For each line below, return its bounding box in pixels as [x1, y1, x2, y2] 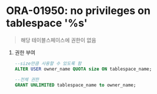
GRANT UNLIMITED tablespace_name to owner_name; [14, 82, 136, 88]
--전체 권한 [14, 76, 39, 82]
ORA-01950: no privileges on [6, 4, 151, 18]
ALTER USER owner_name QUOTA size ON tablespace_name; [14, 66, 152, 72]
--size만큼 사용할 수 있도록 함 [14, 60, 82, 67]
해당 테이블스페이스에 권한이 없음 [20, 36, 96, 43]
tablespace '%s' [6, 16, 88, 30]
